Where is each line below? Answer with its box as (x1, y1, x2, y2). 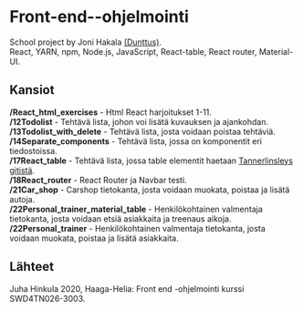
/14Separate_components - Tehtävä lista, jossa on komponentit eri (9, 135, 263, 147)
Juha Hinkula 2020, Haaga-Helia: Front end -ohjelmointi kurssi (9, 283, 245, 294)
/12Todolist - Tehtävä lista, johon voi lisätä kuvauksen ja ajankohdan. (9, 116, 269, 127)
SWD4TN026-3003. (9, 293, 86, 304)
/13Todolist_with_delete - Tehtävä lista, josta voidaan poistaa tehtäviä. (9, 126, 276, 137)
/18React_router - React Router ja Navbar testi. (9, 174, 187, 185)
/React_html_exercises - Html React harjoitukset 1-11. (9, 107, 213, 118)
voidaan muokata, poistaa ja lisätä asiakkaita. (9, 233, 180, 244)
